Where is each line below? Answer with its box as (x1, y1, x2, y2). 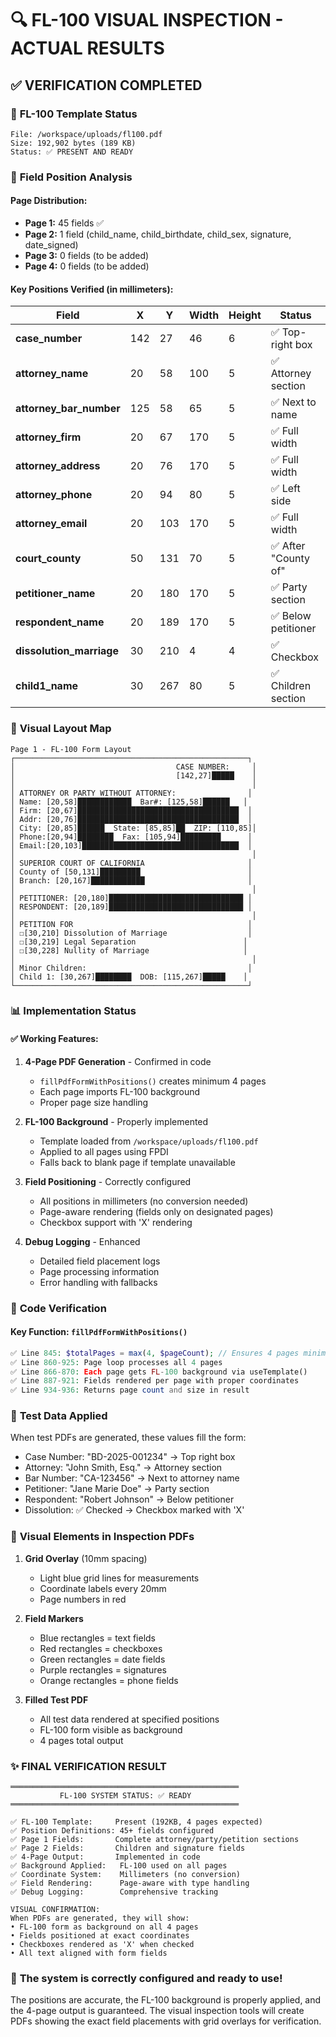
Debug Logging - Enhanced (24, 1235, 141, 1247)
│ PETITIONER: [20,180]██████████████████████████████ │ (10, 893, 253, 903)
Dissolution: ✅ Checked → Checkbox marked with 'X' (24, 1504, 245, 1516)
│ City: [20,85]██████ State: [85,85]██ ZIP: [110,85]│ (10, 823, 257, 833)
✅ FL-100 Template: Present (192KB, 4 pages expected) (10, 1817, 263, 1827)
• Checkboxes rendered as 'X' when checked (10, 1940, 195, 1950)
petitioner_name (15, 587, 96, 601)
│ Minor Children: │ (10, 963, 253, 973)
